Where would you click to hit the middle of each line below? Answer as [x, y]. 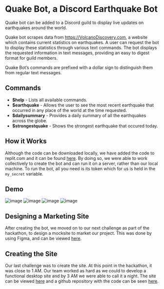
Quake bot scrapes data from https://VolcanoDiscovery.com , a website [76, 37]
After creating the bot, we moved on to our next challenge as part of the [77, 228]
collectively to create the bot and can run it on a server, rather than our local [82, 163]
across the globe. [30, 120]
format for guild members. [31, 58]
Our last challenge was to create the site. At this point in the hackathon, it [79, 266]
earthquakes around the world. [36, 27]
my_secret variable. [24, 174]
